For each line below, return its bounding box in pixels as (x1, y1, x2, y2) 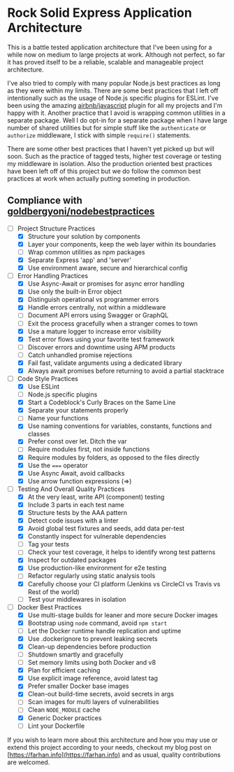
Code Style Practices (17, 374, 78, 382)
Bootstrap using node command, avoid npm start (27, 619, 168, 627)
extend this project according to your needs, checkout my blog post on (7, 743, 212, 751)
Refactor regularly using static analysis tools (27, 572, 156, 580)
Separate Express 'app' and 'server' (27, 256, 131, 264)
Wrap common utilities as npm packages (27, 247, 145, 256)
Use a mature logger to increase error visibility (27, 327, 162, 336)
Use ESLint (27, 382, 60, 390)
